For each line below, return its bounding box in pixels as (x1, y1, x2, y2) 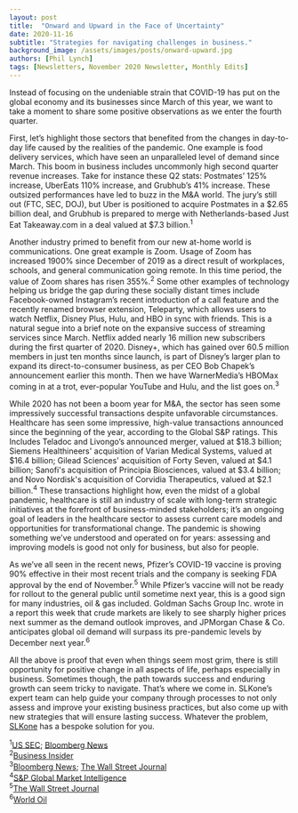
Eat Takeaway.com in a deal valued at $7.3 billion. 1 (9, 217, 194, 229)
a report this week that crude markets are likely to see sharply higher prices (9, 608, 286, 618)
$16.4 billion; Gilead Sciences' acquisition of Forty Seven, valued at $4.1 (9, 455, 272, 465)
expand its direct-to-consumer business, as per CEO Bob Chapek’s (9, 361, 255, 372)
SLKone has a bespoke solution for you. (9, 720, 156, 731)
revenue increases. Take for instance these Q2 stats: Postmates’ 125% (9, 170, 268, 181)
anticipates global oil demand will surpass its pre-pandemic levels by (9, 626, 262, 637)
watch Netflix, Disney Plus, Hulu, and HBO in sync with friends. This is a (9, 313, 273, 325)
